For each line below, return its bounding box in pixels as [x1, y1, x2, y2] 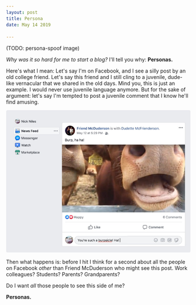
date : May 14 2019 [6, 22, 51, 28]
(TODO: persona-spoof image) [6, 44, 80, 52]
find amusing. [6, 98, 39, 105]
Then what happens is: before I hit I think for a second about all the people [6, 258, 185, 265]
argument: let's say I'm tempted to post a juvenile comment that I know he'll [6, 92, 188, 100]
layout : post [6, 9, 38, 15]
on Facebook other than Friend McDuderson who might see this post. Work [6, 264, 188, 272]
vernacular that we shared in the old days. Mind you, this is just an [15, 80, 176, 87]
